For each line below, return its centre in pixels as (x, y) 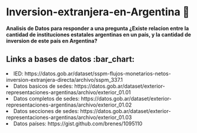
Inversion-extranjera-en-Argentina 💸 (98, 12)
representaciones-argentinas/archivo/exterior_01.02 (69, 105)
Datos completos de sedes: (47, 98)
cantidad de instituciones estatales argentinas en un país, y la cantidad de (98, 34)
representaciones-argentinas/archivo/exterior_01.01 (69, 92)
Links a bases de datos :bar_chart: (71, 59)
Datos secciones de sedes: (46, 111)
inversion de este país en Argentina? (52, 41)
